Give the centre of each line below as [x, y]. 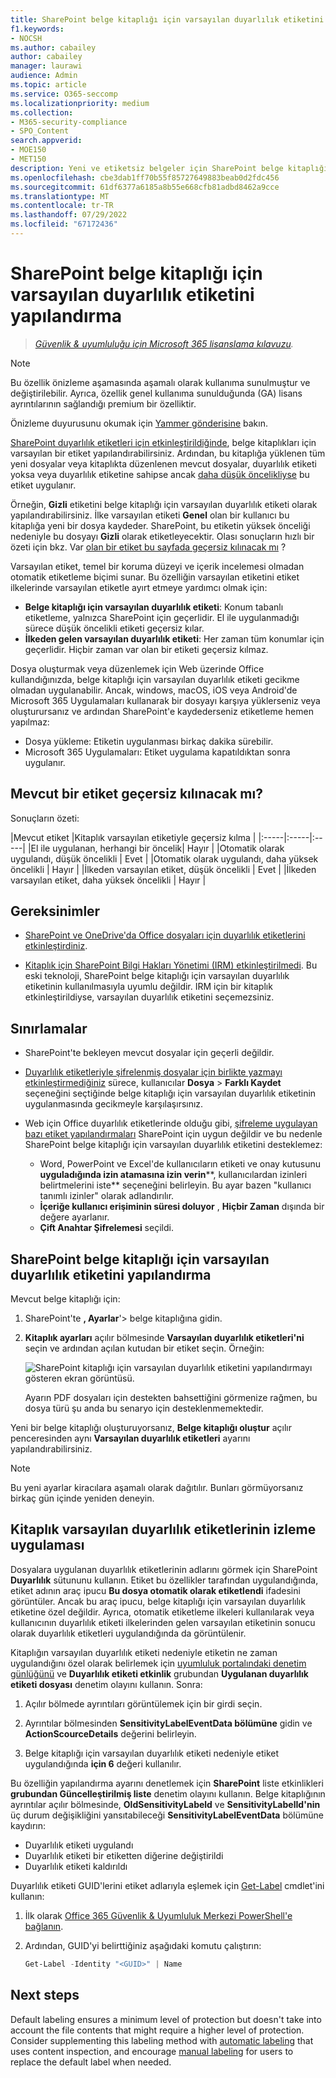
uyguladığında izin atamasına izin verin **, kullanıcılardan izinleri [173, 1175]
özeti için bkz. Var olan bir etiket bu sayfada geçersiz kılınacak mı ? [148, 547]
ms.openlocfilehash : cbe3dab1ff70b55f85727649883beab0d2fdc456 [145, 177]
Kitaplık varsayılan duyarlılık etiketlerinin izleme [163, 1529]
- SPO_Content [40, 131]
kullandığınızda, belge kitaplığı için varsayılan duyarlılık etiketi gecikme [155, 679]
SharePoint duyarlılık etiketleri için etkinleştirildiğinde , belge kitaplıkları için [163, 442]
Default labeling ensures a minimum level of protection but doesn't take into [166, 2019]
